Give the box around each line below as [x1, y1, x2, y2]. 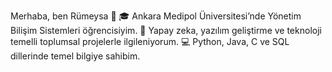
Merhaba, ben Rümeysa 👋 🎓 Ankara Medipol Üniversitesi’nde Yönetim [10, 10, 302, 22]
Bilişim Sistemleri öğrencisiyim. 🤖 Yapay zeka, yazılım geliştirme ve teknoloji [10, 25, 322, 36]
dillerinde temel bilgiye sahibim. [10, 50, 141, 62]
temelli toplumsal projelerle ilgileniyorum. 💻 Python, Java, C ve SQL [10, 36, 290, 47]
